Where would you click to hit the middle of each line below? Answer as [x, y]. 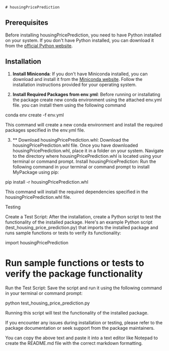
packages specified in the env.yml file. [45, 130]
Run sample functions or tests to [75, 263]
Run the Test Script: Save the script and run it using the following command [84, 288]
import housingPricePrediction [37, 242]
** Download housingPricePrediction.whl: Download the [71, 140]
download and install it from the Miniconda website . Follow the [77, 79]
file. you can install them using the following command [69, 105]
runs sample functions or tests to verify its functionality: [63, 233]
